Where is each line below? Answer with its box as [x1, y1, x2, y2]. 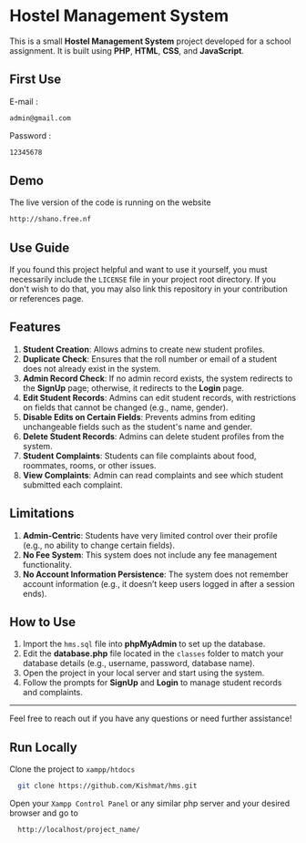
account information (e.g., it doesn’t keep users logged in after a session [22, 578, 296, 589]
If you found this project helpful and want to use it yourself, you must [9, 264, 268, 274]
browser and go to [9, 807, 79, 818]
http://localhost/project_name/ [17, 826, 141, 835]
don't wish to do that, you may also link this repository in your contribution [9, 283, 289, 294]
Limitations [9, 506, 75, 521]
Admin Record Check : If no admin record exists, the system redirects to [22, 373, 293, 384]
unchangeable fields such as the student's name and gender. [22, 421, 253, 432]
